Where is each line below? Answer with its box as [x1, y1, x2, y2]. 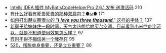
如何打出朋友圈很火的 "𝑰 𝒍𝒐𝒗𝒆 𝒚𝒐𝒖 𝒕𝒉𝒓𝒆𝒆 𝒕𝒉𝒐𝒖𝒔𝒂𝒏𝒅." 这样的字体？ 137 [10, 17, 152, 23]
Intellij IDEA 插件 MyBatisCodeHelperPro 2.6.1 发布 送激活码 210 [10, 5, 143, 10]
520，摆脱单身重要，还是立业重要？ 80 [10, 42, 92, 48]
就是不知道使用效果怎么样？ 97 [19, 30, 84, 35]
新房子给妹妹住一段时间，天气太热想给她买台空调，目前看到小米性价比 [10, 23, 157, 29]
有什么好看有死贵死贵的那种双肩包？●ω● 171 [10, 11, 105, 17]
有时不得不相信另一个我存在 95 [10, 36, 75, 42]
